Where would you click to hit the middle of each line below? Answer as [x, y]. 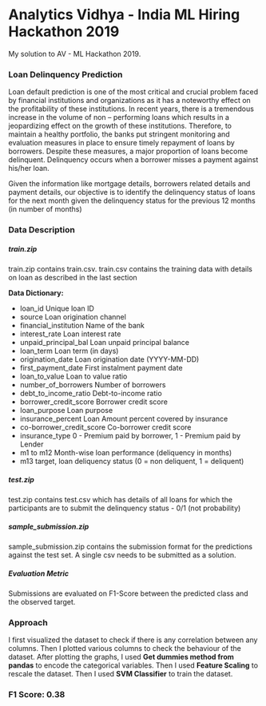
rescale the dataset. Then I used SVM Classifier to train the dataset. [121, 674]
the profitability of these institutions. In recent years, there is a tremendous [131, 109]
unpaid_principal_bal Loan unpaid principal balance [105, 343]
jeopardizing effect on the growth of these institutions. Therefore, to [120, 126]
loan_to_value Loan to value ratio [73, 376]
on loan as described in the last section [73, 278]
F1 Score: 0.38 [37, 695]
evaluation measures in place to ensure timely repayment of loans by [122, 143]
